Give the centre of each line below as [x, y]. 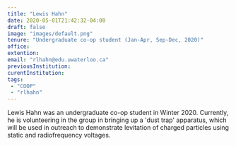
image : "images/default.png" [50, 34]
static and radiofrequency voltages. [59, 135]
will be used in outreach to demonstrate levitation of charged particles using [118, 128]
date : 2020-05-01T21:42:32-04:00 [57, 20]
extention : [23, 54]
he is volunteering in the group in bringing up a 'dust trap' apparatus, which [117, 120]
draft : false [26, 27]
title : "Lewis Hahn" [38, 14]
